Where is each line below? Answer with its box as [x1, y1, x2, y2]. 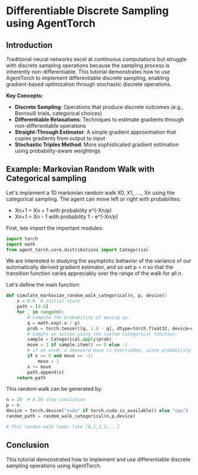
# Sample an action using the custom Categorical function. [27, 331, 178, 337]
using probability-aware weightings [14, 147, 101, 154]
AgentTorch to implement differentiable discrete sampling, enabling [6, 75, 170, 81]
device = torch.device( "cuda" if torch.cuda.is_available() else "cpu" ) [6, 408, 189, 414]
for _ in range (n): [16, 309, 65, 315]
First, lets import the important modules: [6, 224, 104, 231]
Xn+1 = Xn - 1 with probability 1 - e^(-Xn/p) [14, 213, 118, 220]
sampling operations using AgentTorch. [6, 462, 102, 469]
